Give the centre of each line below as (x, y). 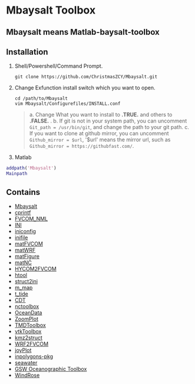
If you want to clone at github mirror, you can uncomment (99, 134)
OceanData (28, 312)
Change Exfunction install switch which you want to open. (85, 88)
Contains (23, 192)
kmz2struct (29, 337)
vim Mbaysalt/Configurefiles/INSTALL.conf (67, 104)
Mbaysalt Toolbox (51, 10)
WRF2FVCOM (32, 344)
